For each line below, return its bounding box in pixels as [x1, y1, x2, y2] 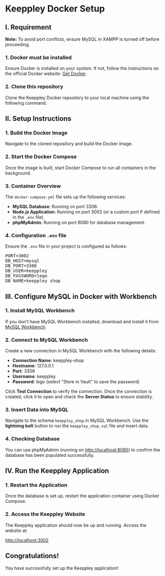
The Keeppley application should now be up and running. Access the [5, 522, 147, 528]
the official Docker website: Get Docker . [5, 71, 87, 77]
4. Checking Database [5, 435, 60, 442]
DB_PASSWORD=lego [5, 273, 47, 279]
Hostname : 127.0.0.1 [12, 363, 54, 369]
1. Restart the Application [5, 481, 68, 488]
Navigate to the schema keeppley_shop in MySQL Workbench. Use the [5, 417, 149, 423]
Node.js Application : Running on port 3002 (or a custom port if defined [12, 209, 160, 215]
